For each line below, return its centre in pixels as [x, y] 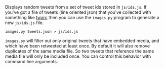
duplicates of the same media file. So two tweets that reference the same [80, 51]
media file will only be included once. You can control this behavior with [78, 56]
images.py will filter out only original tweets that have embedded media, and [82, 41]
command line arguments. [32, 61]
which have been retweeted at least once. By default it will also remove [78, 46]
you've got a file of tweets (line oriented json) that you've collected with [78, 12]
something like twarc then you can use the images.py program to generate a [82, 17]
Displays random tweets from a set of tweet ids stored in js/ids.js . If [76, 7]
